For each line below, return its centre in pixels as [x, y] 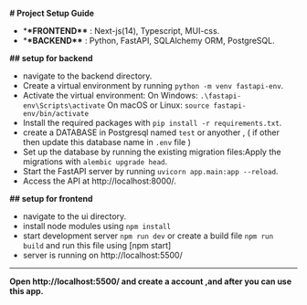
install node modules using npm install [97, 226]
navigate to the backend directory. [87, 76]
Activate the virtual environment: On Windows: [110, 95]
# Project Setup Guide [52, 13]
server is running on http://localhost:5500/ [102, 255]
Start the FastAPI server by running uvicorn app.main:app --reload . [150, 171]
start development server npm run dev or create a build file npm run [148, 236]
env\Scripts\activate [64, 106]
